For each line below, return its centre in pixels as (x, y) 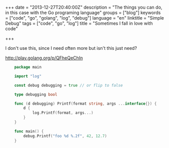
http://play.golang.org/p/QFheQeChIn (44, 58)
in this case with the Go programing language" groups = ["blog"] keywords (83, 13)
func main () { (29, 131)
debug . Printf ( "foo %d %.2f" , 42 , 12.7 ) (65, 136)
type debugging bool (36, 94)
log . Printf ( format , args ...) (63, 113)
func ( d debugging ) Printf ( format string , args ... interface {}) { (86, 103)
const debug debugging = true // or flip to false (69, 85)
